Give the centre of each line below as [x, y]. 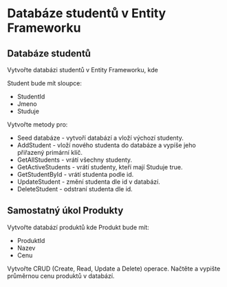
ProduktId [31, 240]
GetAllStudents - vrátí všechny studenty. [75, 160]
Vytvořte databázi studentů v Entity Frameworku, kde [83, 70]
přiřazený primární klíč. [50, 152]
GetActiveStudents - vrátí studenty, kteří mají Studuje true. [100, 167]
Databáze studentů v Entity [87, 13]
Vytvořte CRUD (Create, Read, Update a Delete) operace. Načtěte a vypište [114, 268]
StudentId [31, 96]
